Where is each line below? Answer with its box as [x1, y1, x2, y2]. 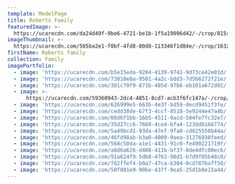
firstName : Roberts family [7, 50, 86, 57]
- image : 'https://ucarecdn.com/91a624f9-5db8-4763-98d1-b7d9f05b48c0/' [13, 153, 230, 161]
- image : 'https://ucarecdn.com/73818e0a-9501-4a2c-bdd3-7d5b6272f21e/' [13, 75, 230, 83]
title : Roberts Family [7, 17, 73, 24]
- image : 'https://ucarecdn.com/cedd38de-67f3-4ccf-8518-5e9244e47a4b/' [13, 108, 230, 115]
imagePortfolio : [7, 62, 55, 69]
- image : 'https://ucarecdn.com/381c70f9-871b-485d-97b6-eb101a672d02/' [13, 82, 230, 89]
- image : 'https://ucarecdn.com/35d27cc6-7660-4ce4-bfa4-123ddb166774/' [13, 120, 230, 128]
